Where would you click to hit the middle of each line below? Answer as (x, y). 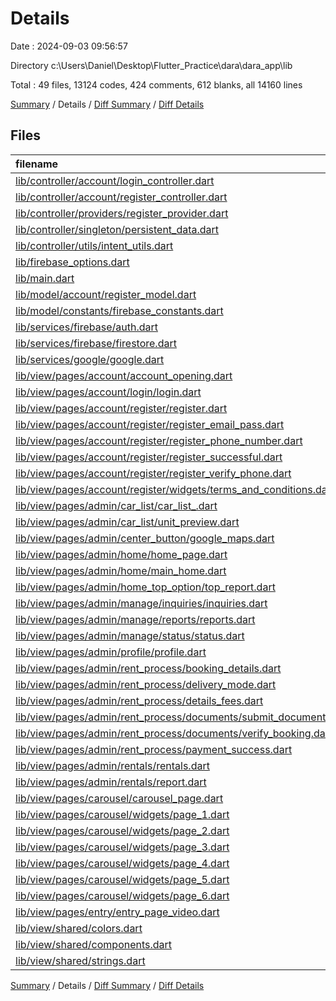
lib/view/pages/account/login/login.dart (108, 392)
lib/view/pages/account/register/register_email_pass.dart (150, 424)
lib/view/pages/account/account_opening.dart (124, 375)
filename (37, 164)
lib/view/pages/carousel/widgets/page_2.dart (122, 830)
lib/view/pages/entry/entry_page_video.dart (117, 912)
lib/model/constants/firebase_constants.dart (119, 310)
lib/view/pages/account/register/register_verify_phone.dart (153, 473)
